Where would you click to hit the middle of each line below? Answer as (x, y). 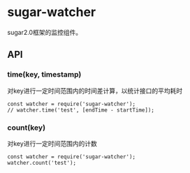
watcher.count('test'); (42, 163)
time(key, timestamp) (44, 75)
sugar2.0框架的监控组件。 (45, 32)
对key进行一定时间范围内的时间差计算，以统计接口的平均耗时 (95, 91)
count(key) (27, 128)
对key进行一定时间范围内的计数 (52, 143)
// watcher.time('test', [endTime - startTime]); (81, 110)
